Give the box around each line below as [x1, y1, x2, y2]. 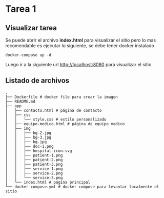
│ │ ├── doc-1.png [5, 144, 54, 149]
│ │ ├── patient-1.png [5, 152, 63, 158]
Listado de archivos [5, 76, 70, 85]
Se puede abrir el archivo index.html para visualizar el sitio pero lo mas [5, 37, 156, 43]
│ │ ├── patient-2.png [5, 157, 63, 162]
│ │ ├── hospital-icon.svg [5, 148, 72, 153]
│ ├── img [5, 126, 31, 131]
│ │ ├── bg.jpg [5, 139, 47, 144]
